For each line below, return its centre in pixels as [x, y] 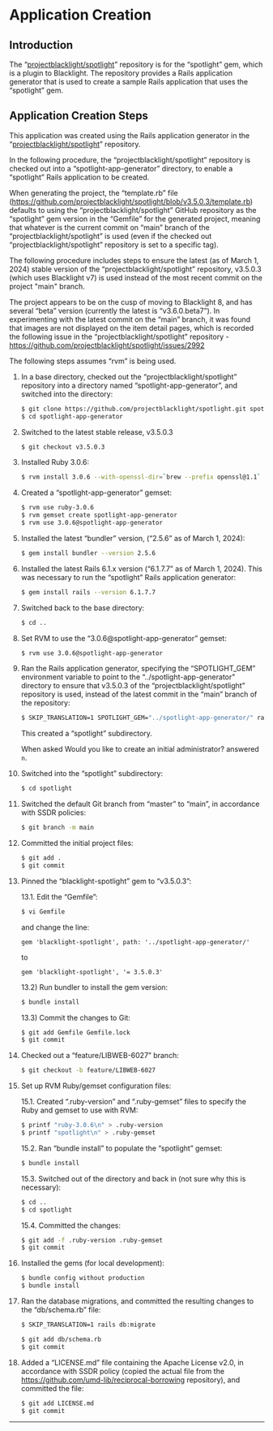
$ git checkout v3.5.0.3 [63, 447]
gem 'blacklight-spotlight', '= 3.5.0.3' [92, 972]
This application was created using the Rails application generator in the [130, 135]
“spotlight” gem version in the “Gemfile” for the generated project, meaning [135, 219]
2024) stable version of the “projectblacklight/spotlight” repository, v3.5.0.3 [135, 269]
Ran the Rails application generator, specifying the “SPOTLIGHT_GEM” [138, 669]
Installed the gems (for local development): [93, 1263]
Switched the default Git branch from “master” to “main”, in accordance [140, 804]
